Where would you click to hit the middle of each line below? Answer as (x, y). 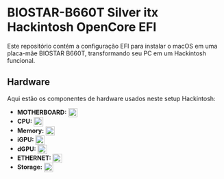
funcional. (21, 60)
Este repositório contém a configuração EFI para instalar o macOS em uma (112, 46)
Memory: (30, 130)
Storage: (30, 167)
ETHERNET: (34, 158)
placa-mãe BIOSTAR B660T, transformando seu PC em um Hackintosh (107, 53)
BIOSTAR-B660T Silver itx (83, 13)
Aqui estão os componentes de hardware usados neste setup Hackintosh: (111, 98)
